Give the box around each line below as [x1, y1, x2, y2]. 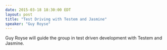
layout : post [5, 12, 33, 17]
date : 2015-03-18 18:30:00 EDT [5, 7, 71, 12]
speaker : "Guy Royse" [5, 21, 51, 26]
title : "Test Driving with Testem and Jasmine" [5, 16, 107, 21]
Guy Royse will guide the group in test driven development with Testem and [5, 35, 162, 41]
